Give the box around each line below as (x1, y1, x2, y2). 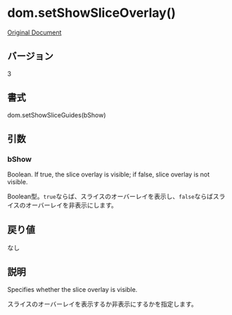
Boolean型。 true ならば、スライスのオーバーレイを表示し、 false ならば (7, 192, 213, 201)
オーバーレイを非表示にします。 (25, 201, 118, 210)
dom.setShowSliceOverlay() (7, 5, 176, 21)
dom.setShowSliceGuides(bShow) (7, 110, 107, 119)
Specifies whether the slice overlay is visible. (7, 285, 138, 293)
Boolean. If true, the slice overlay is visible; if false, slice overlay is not (7, 170, 210, 179)
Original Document (7, 28, 62, 37)
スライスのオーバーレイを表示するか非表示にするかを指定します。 (7, 300, 198, 308)
